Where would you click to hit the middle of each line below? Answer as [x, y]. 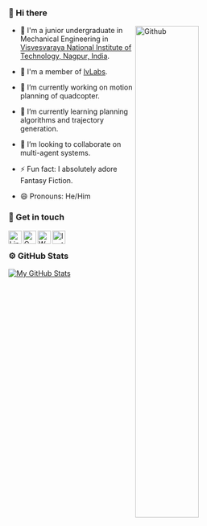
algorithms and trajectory [62, 120]
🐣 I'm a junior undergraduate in [71, 31]
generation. [39, 129]
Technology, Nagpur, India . [65, 56]
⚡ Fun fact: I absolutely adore [68, 169]
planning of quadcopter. [60, 96]
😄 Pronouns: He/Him [55, 196]
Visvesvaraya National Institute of [76, 48]
